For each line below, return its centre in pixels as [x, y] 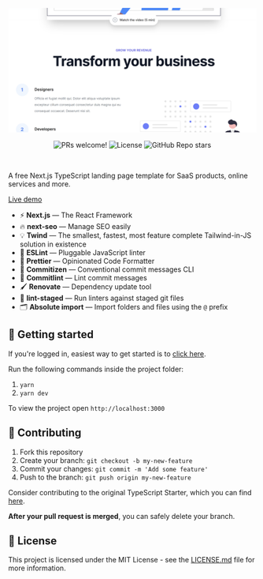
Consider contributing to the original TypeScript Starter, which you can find [130, 492]
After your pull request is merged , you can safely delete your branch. [122, 516]
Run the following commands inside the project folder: [96, 369]
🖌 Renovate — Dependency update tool [85, 287]
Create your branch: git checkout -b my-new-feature [106, 460]
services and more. [39, 184]
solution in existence [53, 244]
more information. [37, 568]
